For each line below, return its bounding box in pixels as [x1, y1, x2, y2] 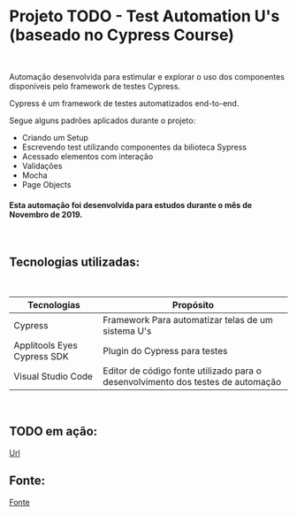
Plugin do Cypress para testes [103, 344, 228, 357]
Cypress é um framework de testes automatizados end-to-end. [9, 97, 240, 108]
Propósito [171, 298, 215, 311]
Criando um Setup [21, 132, 88, 142]
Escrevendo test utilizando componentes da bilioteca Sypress [21, 142, 247, 152]
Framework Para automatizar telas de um [103, 313, 274, 326]
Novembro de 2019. [9, 209, 83, 219]
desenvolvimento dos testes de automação [103, 375, 282, 388]
